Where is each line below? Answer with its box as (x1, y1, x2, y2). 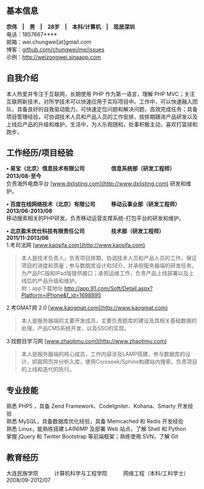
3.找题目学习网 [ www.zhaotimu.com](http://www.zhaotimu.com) (6, 338, 167, 345)
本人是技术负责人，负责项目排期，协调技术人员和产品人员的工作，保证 (21, 255, 197, 262)
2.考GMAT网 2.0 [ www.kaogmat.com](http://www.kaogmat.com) (6, 304, 168, 312)
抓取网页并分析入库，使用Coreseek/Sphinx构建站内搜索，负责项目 (32, 358, 198, 366)
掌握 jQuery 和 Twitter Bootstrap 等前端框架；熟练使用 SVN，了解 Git (6, 433, 178, 440)
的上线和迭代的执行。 (21, 366, 75, 373)
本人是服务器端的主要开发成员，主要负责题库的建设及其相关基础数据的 (21, 317, 197, 324)
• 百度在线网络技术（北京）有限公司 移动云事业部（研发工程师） (6, 200, 178, 208)
